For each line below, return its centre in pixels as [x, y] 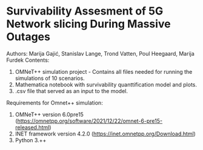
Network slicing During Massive [88, 24]
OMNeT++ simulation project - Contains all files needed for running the [104, 71]
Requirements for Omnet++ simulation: [55, 103]
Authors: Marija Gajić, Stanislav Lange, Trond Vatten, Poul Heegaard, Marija [101, 53]
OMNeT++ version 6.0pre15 [49, 114]
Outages [28, 37]
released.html [32, 127]
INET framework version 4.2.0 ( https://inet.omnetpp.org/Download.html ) [105, 134]
